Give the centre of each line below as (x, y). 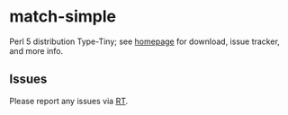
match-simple (63, 17)
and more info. (36, 50)
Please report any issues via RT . (69, 101)
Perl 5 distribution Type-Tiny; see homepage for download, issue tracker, (145, 41)
